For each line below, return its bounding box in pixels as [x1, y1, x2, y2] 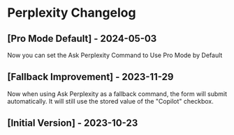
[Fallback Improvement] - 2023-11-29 [7, 71, 174, 83]
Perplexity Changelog [7, 5, 136, 21]
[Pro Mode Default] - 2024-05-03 [7, 33, 157, 45]
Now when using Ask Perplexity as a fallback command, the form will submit [7, 89, 227, 98]
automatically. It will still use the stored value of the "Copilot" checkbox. [7, 97, 214, 105]
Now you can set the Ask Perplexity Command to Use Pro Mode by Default [7, 51, 223, 59]
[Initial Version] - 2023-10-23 [7, 117, 138, 129]
